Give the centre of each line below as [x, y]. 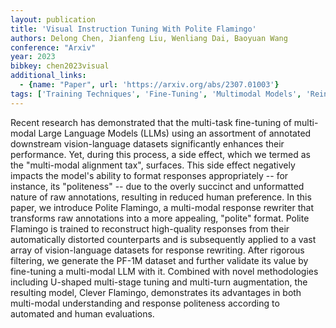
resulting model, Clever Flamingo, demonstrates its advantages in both [156, 292]
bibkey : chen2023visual [60, 66]
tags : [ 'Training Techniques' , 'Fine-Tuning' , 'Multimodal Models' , [156, 94]
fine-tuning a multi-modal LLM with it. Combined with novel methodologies [164, 271]
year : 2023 [33, 57]
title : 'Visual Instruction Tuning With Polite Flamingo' [133, 29]
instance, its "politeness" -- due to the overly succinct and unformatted [157, 186]
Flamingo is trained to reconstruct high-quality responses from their [150, 228]
